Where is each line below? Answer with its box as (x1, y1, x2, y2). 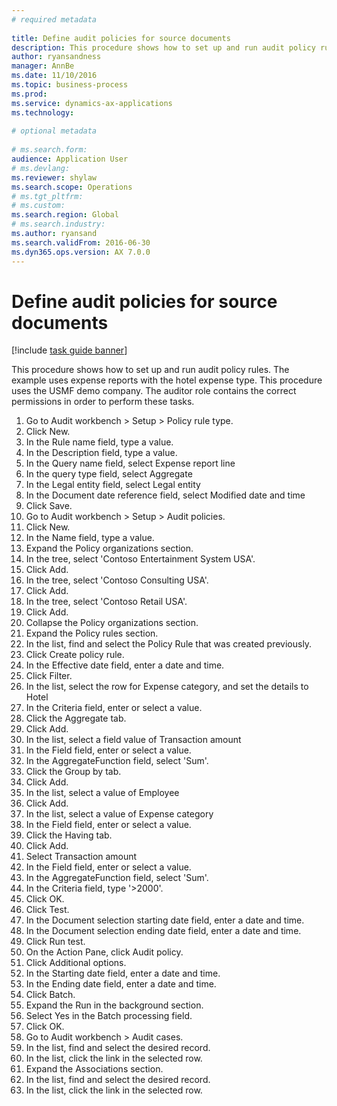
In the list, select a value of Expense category (25, 808, 214, 820)
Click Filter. (25, 670, 73, 682)
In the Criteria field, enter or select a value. (25, 702, 203, 714)
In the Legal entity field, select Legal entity (25, 479, 201, 491)
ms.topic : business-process (11, 80, 129, 90)
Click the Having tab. (25, 829, 113, 841)
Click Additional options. (25, 957, 127, 969)
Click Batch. (25, 989, 76, 1001)
